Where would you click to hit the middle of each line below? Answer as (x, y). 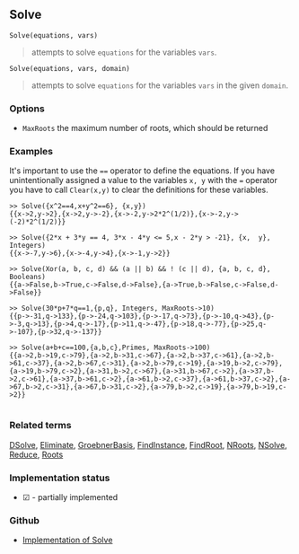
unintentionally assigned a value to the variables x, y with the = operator (144, 180)
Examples (31, 152)
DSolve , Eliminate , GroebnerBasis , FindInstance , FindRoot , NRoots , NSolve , (148, 444)
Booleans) (28, 277)
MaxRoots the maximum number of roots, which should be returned (145, 128)
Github (25, 520)
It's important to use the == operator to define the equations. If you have (142, 171)
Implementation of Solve (67, 540)
